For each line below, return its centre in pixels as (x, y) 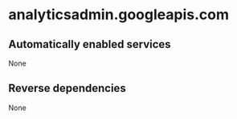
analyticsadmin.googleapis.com (118, 15)
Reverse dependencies (67, 88)
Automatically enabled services (90, 44)
